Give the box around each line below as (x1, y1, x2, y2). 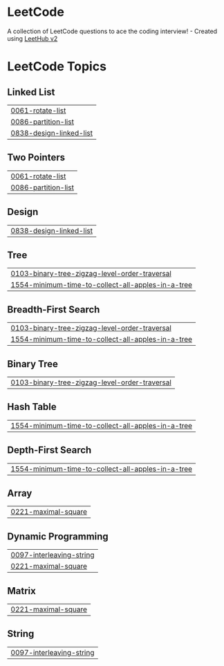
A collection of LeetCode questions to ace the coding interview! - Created (7, 27, 218, 35)
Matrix (7, 585, 36, 597)
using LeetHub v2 (7, 34, 58, 42)
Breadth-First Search (7, 304, 100, 315)
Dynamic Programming (7, 530, 109, 542)
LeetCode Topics (7, 59, 107, 75)
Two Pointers (7, 151, 66, 163)
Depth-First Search (7, 444, 92, 456)
